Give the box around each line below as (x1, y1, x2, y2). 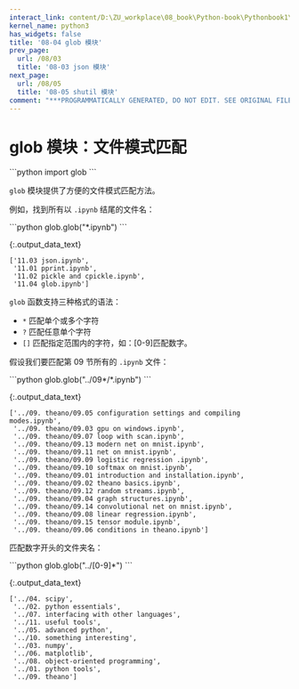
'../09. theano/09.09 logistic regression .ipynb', (12, 456, 209, 465)
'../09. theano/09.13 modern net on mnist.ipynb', (12, 440, 205, 450)
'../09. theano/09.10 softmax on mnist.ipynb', (12, 464, 193, 473)
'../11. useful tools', (12, 618, 101, 628)
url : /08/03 (17, 54, 62, 63)
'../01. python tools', (12, 665, 101, 674)
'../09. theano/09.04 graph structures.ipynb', (12, 495, 193, 504)
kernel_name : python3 (9, 21, 90, 30)
